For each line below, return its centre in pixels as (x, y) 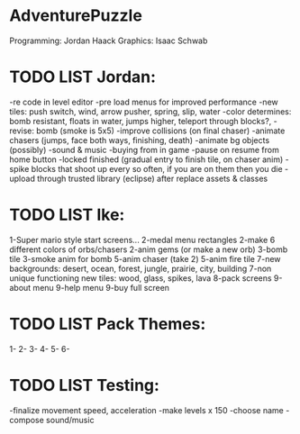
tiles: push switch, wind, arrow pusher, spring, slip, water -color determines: (150, 111)
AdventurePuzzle (76, 16)
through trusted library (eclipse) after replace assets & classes (153, 178)
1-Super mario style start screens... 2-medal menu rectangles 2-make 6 (142, 240)
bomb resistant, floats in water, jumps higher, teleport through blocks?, (141, 121)
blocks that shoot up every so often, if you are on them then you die (157, 168)
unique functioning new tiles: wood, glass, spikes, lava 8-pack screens (141, 278)
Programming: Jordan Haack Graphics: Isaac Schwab (109, 41)
